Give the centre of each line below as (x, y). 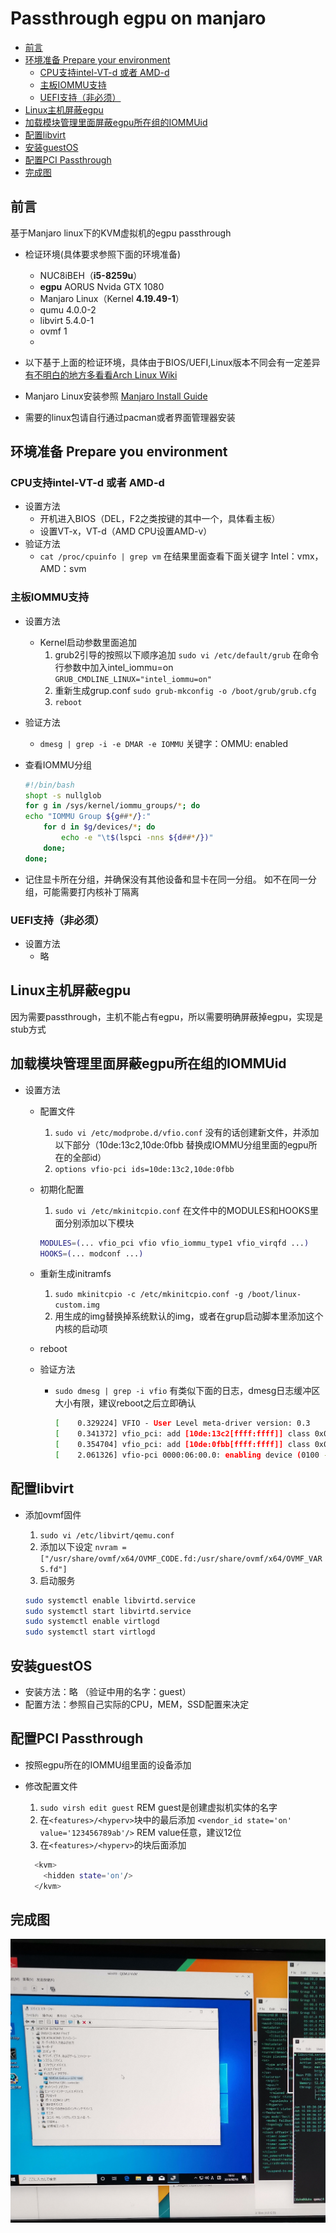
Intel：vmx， (297, 556)
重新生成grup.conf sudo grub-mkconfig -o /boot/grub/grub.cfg (185, 690)
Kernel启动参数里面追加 (88, 642)
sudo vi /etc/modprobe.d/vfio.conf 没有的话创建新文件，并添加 (187, 1132)
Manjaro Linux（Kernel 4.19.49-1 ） (112, 298)
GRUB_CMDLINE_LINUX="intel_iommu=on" (133, 679)
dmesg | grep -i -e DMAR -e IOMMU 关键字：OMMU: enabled (164, 743)
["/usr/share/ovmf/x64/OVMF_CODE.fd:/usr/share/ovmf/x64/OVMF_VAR (181, 1558)
